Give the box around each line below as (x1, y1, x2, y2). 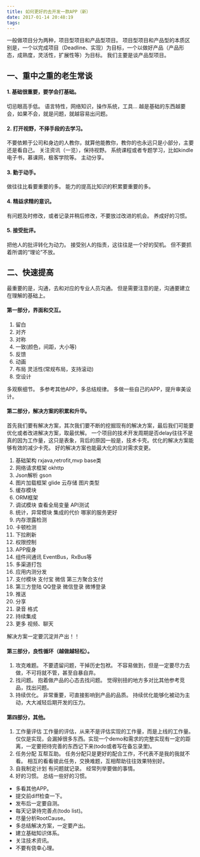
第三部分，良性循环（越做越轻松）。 (7, 647, 93, 654)
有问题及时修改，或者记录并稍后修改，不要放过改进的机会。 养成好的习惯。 (7, 212, 191, 219)
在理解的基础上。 (7, 292, 49, 299)
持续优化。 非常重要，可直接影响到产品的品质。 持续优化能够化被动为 (15, 691, 185, 698)
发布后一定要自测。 (15, 800, 63, 807)
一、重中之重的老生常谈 (7, 71, 93, 81)
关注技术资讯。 (15, 837, 52, 844)
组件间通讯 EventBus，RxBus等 (15, 554, 93, 560)
